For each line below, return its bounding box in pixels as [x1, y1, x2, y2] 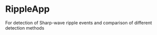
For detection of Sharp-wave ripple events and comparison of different [5, 20, 152, 26]
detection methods [5, 25, 44, 31]
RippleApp [5, 3, 50, 15]
